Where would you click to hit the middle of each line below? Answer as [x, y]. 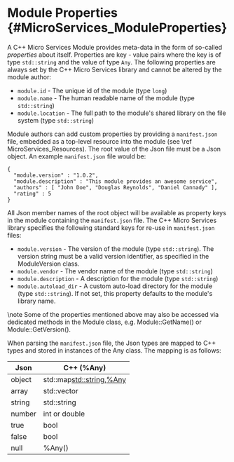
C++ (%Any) [85, 367]
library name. [36, 301]
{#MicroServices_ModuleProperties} [117, 28]
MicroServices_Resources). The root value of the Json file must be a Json [114, 149]
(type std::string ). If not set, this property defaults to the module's [115, 293]
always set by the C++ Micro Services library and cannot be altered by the [115, 69]
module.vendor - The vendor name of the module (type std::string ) [115, 271]
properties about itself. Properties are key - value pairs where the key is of [115, 55]
